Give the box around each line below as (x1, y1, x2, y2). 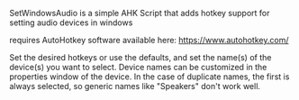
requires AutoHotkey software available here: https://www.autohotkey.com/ (9, 35, 289, 45)
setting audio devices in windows (9, 17, 133, 28)
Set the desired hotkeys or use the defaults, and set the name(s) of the (9, 52, 272, 62)
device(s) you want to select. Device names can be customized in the (9, 62, 267, 72)
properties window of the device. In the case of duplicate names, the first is (9, 71, 290, 82)
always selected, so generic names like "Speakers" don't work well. (9, 81, 261, 91)
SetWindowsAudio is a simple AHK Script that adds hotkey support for (9, 8, 270, 18)
